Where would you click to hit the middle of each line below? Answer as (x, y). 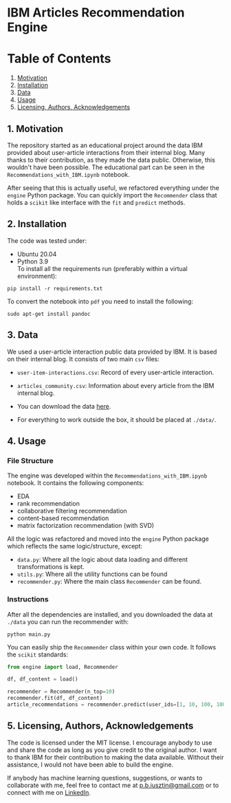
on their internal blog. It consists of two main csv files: (83, 358)
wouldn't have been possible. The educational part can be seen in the (106, 167)
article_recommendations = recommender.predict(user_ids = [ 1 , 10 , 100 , (110, 705)
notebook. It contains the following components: (76, 483)
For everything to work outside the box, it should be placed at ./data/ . (117, 419)
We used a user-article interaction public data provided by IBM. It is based (112, 352)
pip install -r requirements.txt (55, 288)
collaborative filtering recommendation (72, 511)
